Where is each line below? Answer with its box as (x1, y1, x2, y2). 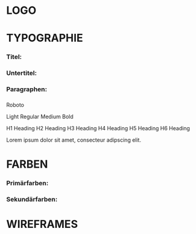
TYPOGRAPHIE (6, 31, 83, 45)
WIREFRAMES (6, 218, 78, 231)
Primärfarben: (6, 179, 49, 188)
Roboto (6, 101, 25, 109)
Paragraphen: (6, 85, 47, 93)
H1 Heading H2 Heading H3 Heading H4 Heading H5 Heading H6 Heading (6, 125, 190, 132)
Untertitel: (6, 69, 37, 77)
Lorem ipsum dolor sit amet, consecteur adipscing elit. (6, 136, 142, 144)
